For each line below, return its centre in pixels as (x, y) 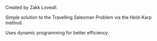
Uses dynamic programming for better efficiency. (57, 33)
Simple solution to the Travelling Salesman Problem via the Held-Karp (78, 17)
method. (14, 23)
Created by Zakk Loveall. (31, 7)
